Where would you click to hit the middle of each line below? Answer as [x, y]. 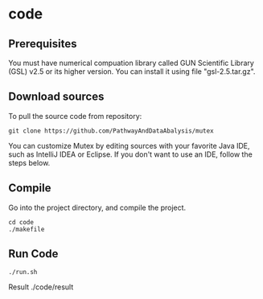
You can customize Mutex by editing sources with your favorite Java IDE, [129, 145]
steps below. [29, 162]
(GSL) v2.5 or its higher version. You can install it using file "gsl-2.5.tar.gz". [132, 72]
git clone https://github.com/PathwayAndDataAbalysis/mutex [111, 131]
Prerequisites [43, 44]
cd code [21, 222]
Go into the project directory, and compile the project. [97, 207]
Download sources [56, 97]
